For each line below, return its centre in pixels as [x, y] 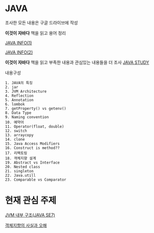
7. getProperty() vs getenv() [36, 108]
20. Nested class [23, 167]
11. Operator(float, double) [35, 127]
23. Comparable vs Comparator [36, 180]
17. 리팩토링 [16, 153]
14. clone [15, 139]
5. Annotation [19, 100]
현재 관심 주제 [31, 201]
